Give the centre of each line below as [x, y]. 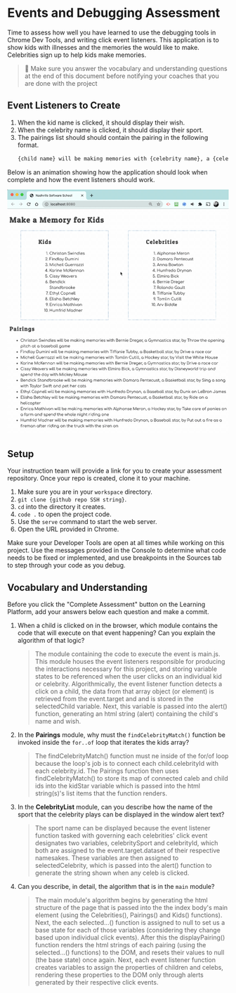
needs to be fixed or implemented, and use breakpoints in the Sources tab [114, 558]
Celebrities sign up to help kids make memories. [77, 55]
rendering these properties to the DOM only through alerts [119, 975]
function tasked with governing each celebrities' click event [121, 835]
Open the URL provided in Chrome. [68, 530]
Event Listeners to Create [64, 106]
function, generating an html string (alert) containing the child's [126, 713]
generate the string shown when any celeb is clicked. [112, 873]
